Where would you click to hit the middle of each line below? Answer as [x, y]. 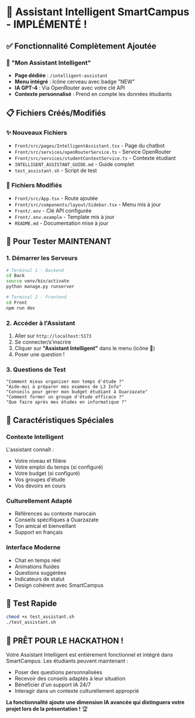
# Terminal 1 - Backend [35, 270]
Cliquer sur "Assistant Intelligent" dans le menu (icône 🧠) [85, 348]
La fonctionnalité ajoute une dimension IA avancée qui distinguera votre [95, 702]
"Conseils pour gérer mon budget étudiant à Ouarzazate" [77, 392]
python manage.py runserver [40, 287]
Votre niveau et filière [40, 461]
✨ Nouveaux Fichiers [37, 133]
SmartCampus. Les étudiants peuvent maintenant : [67, 661]
